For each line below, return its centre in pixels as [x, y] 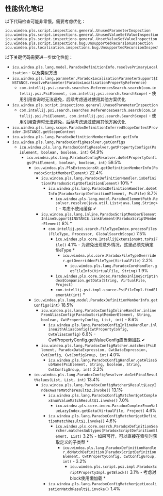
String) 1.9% [135, 270]
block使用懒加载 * [88, 478]
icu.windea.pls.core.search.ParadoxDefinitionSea [107, 426]
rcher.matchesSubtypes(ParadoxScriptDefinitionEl [107, 430]
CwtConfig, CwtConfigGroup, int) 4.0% [81, 355]
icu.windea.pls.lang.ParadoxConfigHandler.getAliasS [103, 360]
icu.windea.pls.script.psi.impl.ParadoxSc [114, 467]
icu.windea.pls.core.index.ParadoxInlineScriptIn [107, 276]
